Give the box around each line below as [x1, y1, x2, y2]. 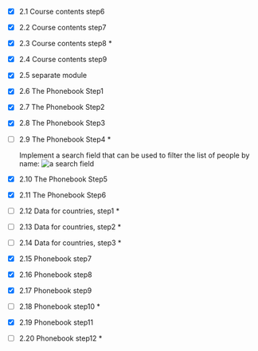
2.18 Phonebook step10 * [18, 302, 101, 311]
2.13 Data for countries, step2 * [18, 222, 122, 232]
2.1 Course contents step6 [18, 7, 105, 16]
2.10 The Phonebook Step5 [18, 174, 108, 184]
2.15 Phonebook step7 [18, 254, 92, 263]
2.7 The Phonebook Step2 [18, 103, 105, 112]
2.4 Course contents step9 [18, 55, 107, 64]
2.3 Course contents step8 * [18, 39, 112, 49]
